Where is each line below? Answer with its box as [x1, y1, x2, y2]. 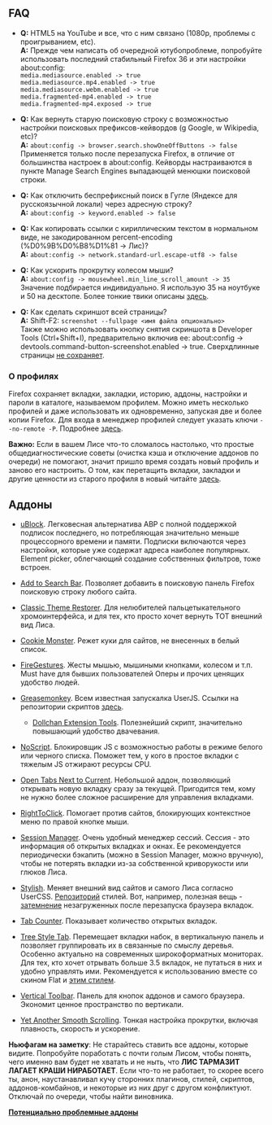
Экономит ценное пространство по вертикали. [19, 999, 184, 1009]
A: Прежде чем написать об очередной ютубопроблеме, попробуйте [19, 45, 262, 55]
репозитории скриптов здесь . [19, 702, 124, 711]
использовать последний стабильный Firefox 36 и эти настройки [19, 54, 246, 63]
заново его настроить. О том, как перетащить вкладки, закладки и [8, 466, 241, 475]
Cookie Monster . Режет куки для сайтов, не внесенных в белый [19, 635, 240, 646]
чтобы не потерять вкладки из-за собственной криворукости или [19, 858, 249, 868]
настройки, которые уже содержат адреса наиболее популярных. [19, 545, 250, 554]
